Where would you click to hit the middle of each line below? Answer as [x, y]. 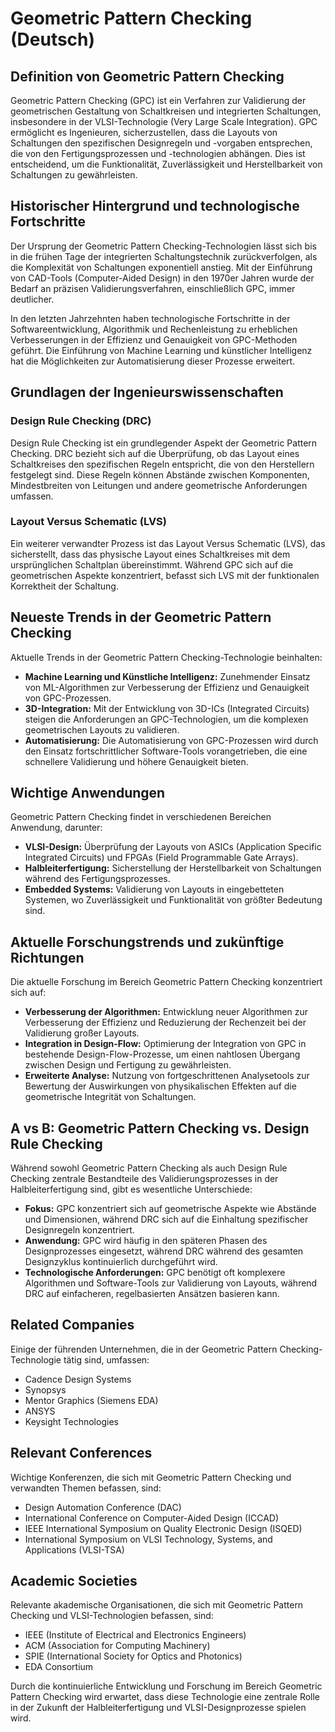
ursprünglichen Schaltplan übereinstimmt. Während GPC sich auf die [152, 564]
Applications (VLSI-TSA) [74, 1549]
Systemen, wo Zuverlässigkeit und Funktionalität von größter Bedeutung [173, 900]
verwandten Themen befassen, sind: [86, 1488]
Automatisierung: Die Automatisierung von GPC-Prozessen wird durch [171, 740]
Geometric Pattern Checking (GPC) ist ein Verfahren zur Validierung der [158, 100]
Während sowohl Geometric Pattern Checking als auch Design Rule [149, 1168]
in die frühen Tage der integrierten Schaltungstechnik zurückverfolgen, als [164, 256]
